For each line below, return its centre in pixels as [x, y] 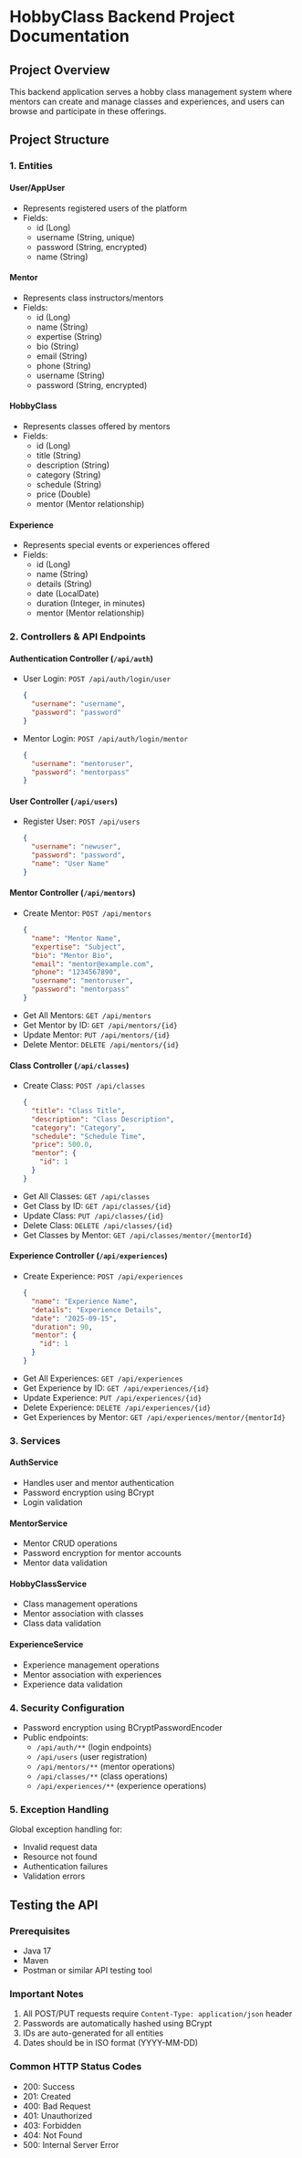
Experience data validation [73, 1684]
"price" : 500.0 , [62, 1145]
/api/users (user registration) [92, 1756]
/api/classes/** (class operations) [102, 1776]
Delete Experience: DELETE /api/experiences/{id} [117, 1407]
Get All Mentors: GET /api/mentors [87, 1015]
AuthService [34, 1462]
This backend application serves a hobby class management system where [151, 92]
